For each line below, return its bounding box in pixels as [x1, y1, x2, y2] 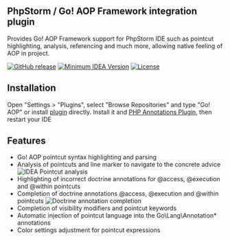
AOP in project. [7, 49, 50, 57]
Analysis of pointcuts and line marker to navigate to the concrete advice [16, 161, 221, 169]
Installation [7, 82, 56, 94]
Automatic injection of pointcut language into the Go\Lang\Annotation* [16, 211, 217, 220]
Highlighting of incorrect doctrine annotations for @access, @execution [16, 175, 221, 183]
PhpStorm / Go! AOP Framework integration [7, 5, 198, 17]
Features [7, 135, 46, 147]
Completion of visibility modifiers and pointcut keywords [16, 204, 177, 212]
